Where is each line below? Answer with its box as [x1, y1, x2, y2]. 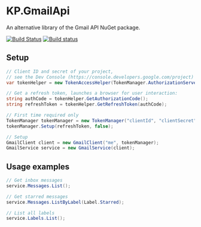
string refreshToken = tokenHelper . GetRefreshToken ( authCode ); [6, 101, 167, 108]
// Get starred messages [6, 194, 68, 200]
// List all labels [6, 210, 55, 216]
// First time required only [6, 112, 79, 118]
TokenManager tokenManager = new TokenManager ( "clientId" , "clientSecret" [6, 117, 197, 123]
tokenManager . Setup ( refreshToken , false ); [6, 123, 114, 129]
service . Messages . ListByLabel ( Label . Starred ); [6, 199, 124, 205]
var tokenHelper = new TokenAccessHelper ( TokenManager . [6, 79, 148, 86]
